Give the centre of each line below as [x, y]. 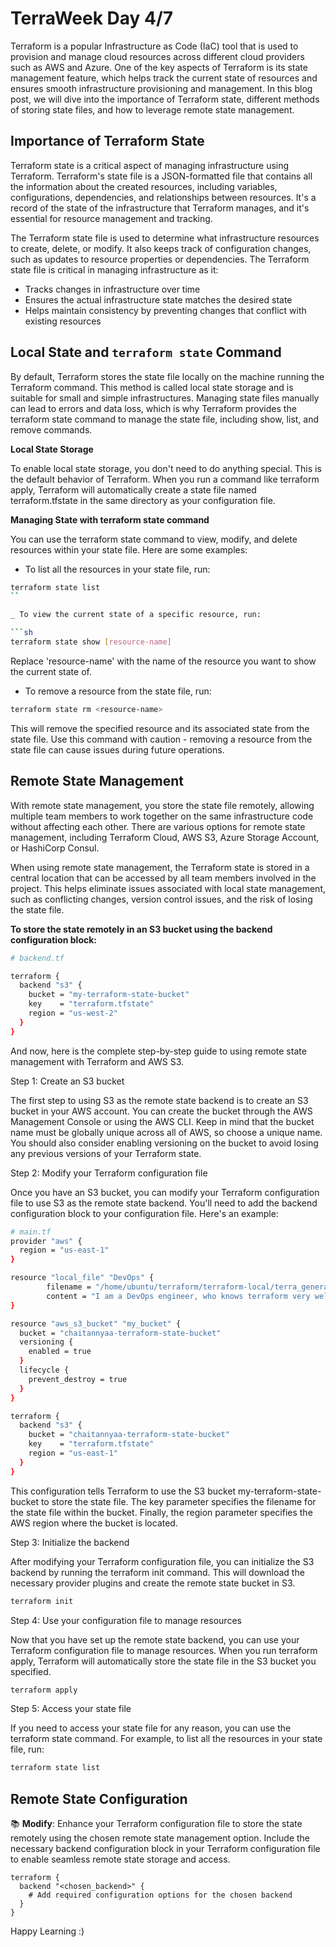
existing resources [63, 321]
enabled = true [60, 1352]
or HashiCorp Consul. [55, 848]
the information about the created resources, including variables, [144, 186]
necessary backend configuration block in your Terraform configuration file [165, 1849]
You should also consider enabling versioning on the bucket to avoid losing [164, 1143]
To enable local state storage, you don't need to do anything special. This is [166, 468]
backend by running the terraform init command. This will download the [157, 1572]
